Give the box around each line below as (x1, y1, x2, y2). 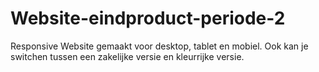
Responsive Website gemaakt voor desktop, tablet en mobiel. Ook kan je (10, 40, 309, 52)
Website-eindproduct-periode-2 (10, 7, 286, 30)
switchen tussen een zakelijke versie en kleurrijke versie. (10, 50, 245, 62)
